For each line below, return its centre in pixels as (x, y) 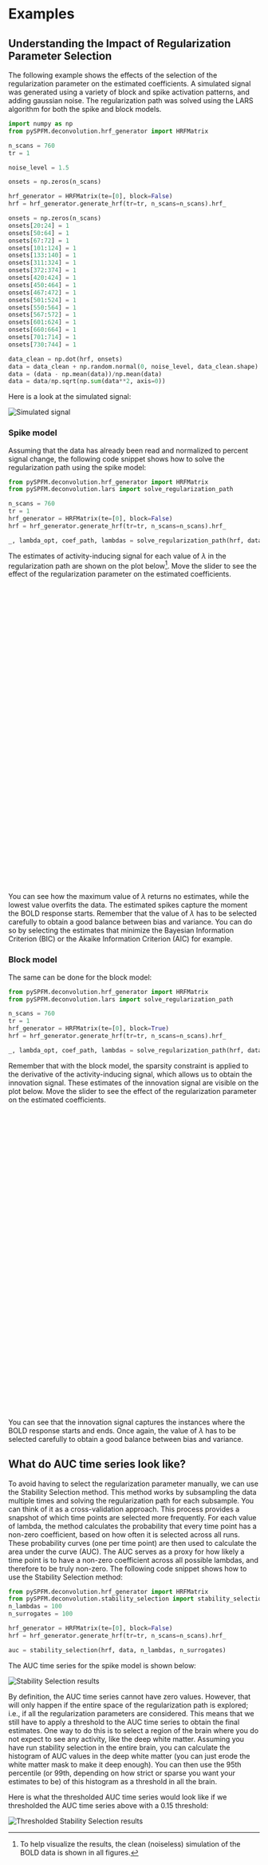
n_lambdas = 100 (35, 1607)
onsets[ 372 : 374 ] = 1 (43, 270)
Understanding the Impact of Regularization (120, 44)
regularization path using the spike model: (77, 467)
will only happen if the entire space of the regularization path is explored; (128, 1705)
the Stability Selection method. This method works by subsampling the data (132, 1492)
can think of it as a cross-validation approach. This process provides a (124, 1509)
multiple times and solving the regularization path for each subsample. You (131, 1500)
